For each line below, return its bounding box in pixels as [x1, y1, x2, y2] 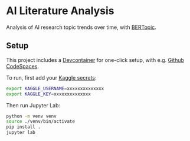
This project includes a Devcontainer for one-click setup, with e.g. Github [6, 56, 185, 63]
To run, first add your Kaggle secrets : [6, 74, 97, 81]
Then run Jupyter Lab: [6, 101, 61, 109]
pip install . [6, 124, 41, 130]
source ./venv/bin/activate [6, 119, 76, 124]
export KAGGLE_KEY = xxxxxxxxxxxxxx [6, 91, 91, 97]
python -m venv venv [6, 113, 57, 119]
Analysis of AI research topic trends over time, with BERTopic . [6, 24, 156, 31]
